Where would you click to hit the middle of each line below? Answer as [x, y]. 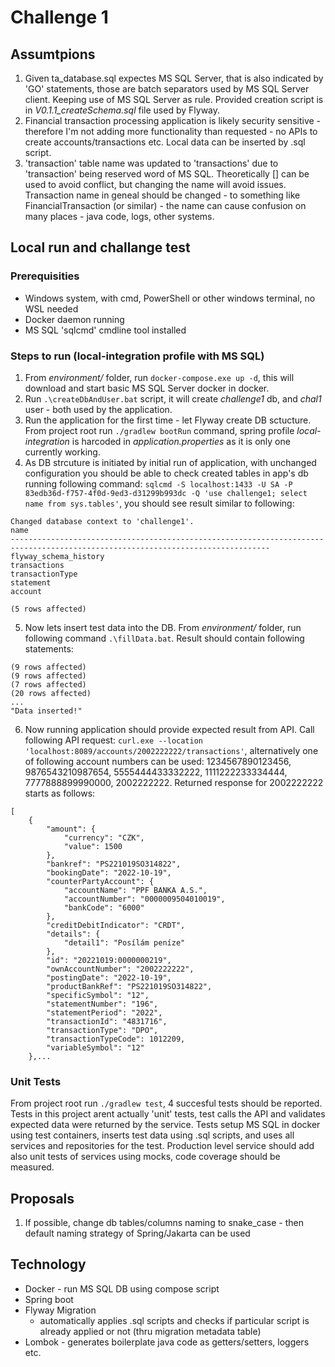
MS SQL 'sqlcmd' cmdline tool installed [105, 330]
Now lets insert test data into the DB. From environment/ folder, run [163, 627]
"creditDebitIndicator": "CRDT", [116, 925]
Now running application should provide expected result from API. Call [169, 729]
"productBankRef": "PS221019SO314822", [129, 986]
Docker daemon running [74, 319]
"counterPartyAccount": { [100, 881]
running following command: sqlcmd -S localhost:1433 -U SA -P [158, 483]
